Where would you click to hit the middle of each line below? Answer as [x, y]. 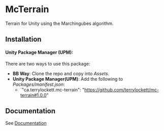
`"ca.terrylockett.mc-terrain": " [52, 89]
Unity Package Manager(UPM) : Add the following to [68, 79]
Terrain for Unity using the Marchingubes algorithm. [59, 23]
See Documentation [26, 123]
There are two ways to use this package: [48, 63]
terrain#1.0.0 [33, 95]
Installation [23, 39]
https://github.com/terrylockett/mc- [122, 89]
